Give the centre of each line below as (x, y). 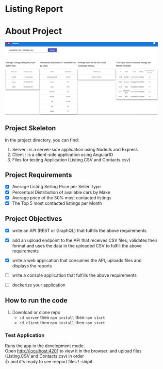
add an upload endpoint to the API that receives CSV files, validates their (85, 240)
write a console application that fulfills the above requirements (74, 275)
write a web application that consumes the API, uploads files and (77, 260)
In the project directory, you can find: (42, 140)
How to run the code (36, 301)
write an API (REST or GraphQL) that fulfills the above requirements (79, 230)
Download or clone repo (36, 312)
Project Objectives (33, 219)
